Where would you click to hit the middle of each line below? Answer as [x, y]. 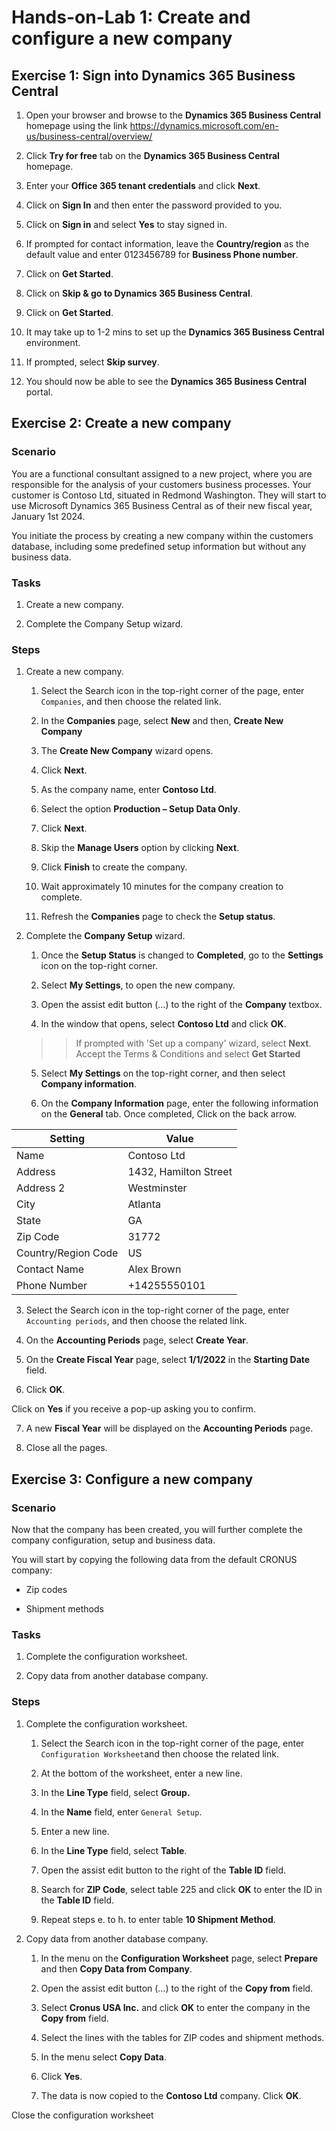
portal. [39, 392]
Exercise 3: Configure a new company [132, 1479]
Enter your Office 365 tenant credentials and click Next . [143, 185]
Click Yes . [61, 2076]
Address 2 [41, 1188]
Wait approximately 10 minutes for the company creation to [162, 887]
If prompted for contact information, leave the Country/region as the [167, 244]
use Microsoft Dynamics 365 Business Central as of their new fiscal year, [162, 505]
